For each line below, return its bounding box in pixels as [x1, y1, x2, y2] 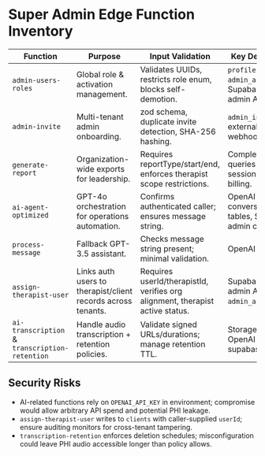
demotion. [140, 93, 177, 104]
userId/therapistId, [140, 276, 209, 287]
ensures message [140, 210, 207, 221]
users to [76, 276, 107, 287]
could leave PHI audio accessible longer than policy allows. [19, 439, 213, 448]
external [227, 120, 259, 132]
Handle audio [76, 319, 126, 330]
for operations [76, 210, 129, 221]
